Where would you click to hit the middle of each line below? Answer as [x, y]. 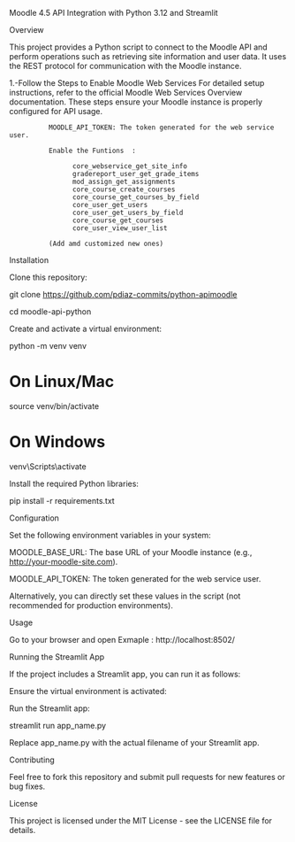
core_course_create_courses [124, 189]
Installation [29, 260]
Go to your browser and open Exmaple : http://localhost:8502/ [122, 639]
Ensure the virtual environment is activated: [88, 691]
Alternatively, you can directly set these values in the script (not [125, 596]
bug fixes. [27, 786]
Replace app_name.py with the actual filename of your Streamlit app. [134, 742]
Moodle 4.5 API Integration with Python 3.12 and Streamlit [113, 13]
